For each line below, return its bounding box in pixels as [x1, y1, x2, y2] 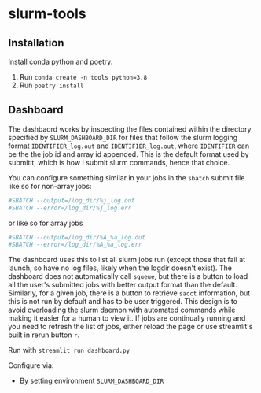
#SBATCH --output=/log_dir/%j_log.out [8, 196, 135, 205]
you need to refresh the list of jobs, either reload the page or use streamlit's [8, 322, 253, 332]
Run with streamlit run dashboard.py [8, 346, 130, 355]
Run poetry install [19, 80, 84, 90]
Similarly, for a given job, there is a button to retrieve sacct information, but [8, 288, 251, 298]
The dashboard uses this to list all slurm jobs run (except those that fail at [8, 255, 246, 265]
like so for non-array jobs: [8, 181, 92, 191]
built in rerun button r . [8, 330, 80, 339]
